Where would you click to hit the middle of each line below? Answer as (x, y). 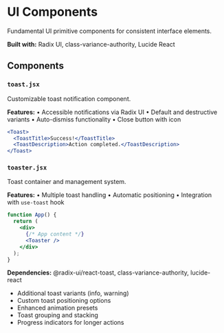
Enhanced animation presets (57, 308)
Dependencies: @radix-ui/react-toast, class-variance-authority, (98, 273)
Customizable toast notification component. (69, 99)
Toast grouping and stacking (57, 315)
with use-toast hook (36, 203)
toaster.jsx (27, 168)
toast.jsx (23, 84)
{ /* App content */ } (55, 234)
